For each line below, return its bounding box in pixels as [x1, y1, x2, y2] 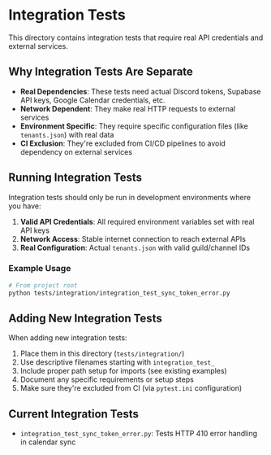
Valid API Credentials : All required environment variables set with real [19, 217, 255, 226]
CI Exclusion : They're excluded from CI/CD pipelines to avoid [19, 138, 226, 148]
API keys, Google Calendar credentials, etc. [19, 95, 166, 105]
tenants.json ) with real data [19, 129, 114, 139]
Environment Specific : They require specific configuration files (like [19, 120, 249, 131]
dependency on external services [19, 147, 132, 156]
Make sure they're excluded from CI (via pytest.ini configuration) [19, 383, 243, 393]
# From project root [8, 281, 79, 290]
